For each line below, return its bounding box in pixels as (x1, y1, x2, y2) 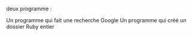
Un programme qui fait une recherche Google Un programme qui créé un (6, 17, 187, 23)
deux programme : (6, 5, 52, 12)
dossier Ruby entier (6, 23, 55, 30)
